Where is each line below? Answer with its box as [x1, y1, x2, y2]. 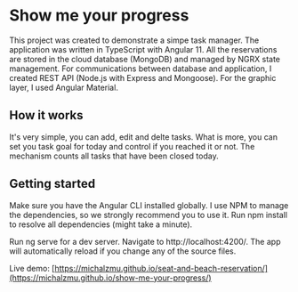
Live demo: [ [9, 263, 55, 273]
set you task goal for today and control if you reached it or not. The [9, 141, 255, 151]
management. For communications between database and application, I [9, 63, 272, 74]
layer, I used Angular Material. [9, 82, 118, 93]
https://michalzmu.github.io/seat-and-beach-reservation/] [54, 263, 269, 273]
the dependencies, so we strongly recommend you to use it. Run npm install [9, 209, 287, 220]
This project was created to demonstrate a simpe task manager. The [9, 35, 260, 45]
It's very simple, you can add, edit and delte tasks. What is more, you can [9, 131, 278, 142]
